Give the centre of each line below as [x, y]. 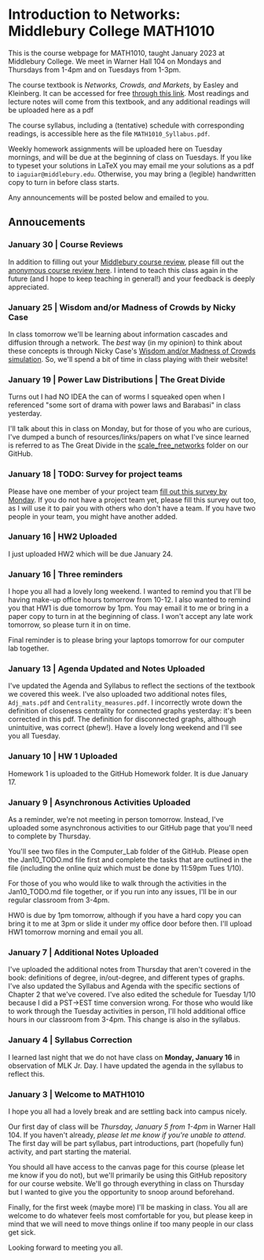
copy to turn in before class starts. [64, 182]
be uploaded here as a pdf [51, 110]
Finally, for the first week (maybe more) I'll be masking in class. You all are [128, 1207]
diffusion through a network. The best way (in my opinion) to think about [125, 342]
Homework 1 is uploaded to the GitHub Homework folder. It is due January [128, 773]
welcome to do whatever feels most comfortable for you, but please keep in [130, 1215]
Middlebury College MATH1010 [112, 31]
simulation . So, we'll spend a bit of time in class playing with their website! [128, 359]
